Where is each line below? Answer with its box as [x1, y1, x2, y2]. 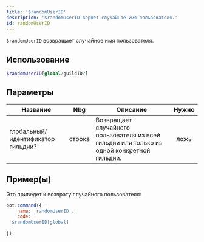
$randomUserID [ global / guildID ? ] [6, 71, 88, 77]
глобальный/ [9, 127, 47, 136]
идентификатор [9, 134, 55, 143]
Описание [116, 105, 148, 114]
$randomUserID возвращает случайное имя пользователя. [6, 37, 154, 44]
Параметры [6, 88, 54, 98]
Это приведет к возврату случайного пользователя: [6, 190, 141, 198]
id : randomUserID [6, 20, 50, 26]
